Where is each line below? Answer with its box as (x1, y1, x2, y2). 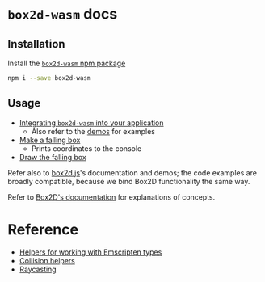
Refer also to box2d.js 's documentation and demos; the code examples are (7, 167, 258, 178)
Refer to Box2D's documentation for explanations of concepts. (7, 192, 216, 202)
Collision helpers (19, 255, 76, 265)
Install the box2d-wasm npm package (7, 58, 126, 68)
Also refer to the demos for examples (31, 126, 155, 136)
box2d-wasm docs (7, 5, 118, 23)
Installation (7, 37, 65, 51)
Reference (7, 220, 78, 238)
